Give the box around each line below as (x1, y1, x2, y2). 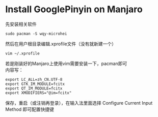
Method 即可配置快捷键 (5, 106, 55, 112)
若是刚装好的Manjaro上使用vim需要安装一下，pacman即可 (5, 60, 127, 67)
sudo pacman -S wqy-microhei (5, 31, 67, 36)
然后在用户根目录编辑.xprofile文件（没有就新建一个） (5, 41, 116, 47)
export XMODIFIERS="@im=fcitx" (5, 90, 72, 95)
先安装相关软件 (5, 21, 37, 27)
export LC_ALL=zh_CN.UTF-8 (5, 77, 63, 82)
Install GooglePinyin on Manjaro (5, 4, 143, 15)
